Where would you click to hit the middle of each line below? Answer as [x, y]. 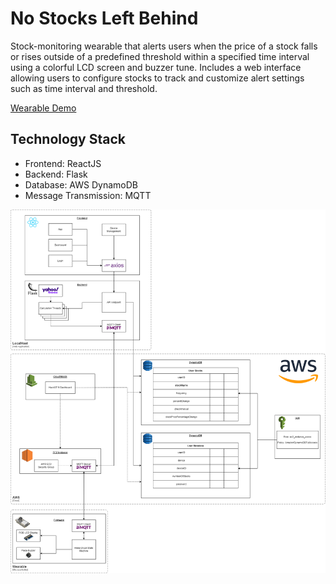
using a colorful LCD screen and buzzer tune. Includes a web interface [156, 67]
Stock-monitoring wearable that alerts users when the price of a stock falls [164, 46]
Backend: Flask [56, 174]
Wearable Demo [43, 108]
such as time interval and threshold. [84, 88]
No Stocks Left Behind [104, 18]
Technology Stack [68, 139]
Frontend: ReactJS [63, 163]
